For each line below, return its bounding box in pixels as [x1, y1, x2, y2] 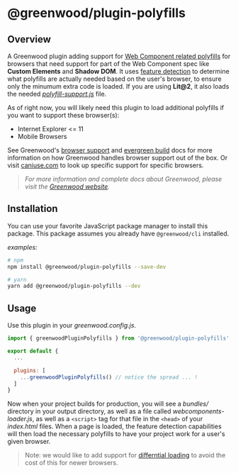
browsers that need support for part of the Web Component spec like [7, 60, 210, 68]
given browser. [7, 438, 51, 446]
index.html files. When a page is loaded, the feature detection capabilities [7, 422, 222, 430]
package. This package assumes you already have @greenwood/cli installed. [7, 229, 229, 238]
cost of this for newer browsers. [24, 459, 118, 467]
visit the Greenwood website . [24, 182, 110, 191]
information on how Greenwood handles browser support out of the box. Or [7, 154, 228, 162]
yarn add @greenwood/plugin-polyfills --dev [7, 282, 141, 290]
